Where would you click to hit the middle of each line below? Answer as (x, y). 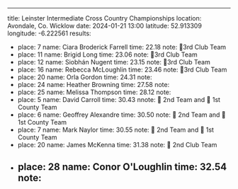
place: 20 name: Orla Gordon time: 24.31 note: (85, 77)
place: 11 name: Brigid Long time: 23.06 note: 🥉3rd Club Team (107, 55)
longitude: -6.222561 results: (49, 33)
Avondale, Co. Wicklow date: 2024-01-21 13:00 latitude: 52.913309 (104, 26)
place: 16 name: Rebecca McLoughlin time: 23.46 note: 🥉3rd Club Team (122, 69)
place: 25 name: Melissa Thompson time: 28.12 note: (94, 92)
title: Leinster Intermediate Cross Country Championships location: (104, 18)
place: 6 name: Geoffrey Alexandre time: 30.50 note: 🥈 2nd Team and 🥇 (122, 115)
